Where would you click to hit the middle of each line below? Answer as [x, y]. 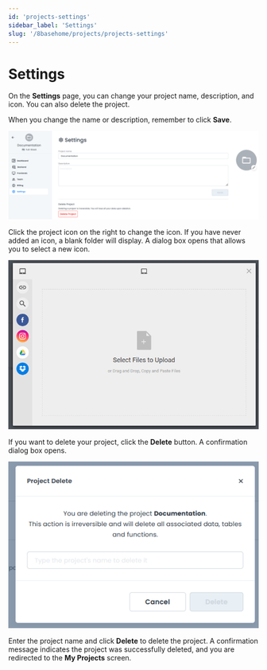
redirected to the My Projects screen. [70, 657]
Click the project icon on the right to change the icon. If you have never [125, 232]
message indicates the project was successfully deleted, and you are [122, 649]
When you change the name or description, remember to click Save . [120, 120]
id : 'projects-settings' [49, 17]
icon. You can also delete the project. [69, 104]
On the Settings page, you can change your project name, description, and [131, 96]
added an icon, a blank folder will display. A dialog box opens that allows [127, 241]
